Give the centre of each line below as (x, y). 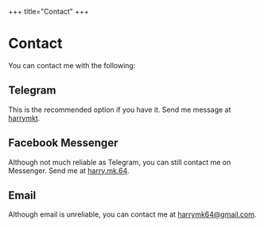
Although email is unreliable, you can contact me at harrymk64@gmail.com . (132, 214)
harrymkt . (24, 117)
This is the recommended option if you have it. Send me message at (120, 110)
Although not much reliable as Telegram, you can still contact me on (120, 162)
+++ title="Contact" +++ (49, 12)
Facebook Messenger (63, 143)
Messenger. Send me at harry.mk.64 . (69, 171)
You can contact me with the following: (72, 65)
